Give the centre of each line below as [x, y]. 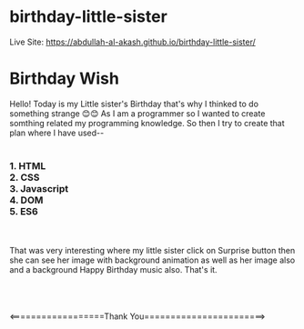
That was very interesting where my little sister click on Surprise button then [152, 251]
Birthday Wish [65, 79]
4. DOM [26, 200]
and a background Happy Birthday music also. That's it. [113, 270]
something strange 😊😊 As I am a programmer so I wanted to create [137, 113]
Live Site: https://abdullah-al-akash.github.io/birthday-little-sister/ [133, 42]
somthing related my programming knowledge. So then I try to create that [147, 123]
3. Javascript [39, 188]
